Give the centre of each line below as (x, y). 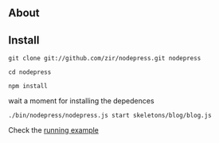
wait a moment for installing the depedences (81, 101)
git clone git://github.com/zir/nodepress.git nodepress (105, 59)
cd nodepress (30, 72)
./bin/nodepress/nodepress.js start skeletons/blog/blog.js (110, 116)
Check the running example (54, 130)
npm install (28, 87)
